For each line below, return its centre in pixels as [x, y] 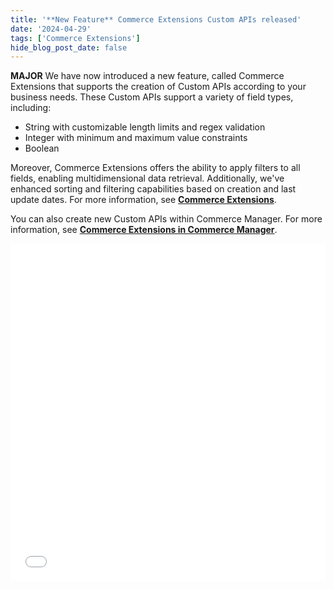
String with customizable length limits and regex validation [145, 127]
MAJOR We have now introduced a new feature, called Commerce [147, 76]
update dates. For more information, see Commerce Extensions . [143, 200]
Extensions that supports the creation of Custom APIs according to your [158, 87]
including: [31, 108]
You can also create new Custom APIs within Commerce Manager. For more [166, 219]
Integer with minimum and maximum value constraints [136, 138]
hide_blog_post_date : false [69, 47]
